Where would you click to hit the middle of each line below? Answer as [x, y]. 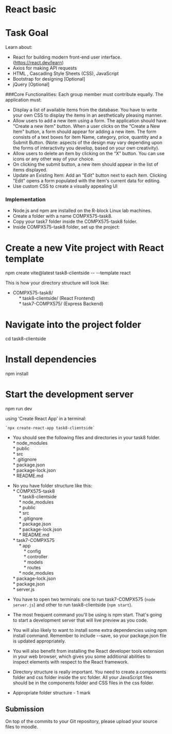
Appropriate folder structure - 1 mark [52, 693]
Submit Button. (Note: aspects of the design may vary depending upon [88, 143]
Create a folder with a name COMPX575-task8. [62, 216]
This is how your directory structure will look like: [57, 283]
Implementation [26, 200]
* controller [36, 557]
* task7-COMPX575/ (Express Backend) [61, 304]
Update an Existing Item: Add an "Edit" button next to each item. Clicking [90, 175]
